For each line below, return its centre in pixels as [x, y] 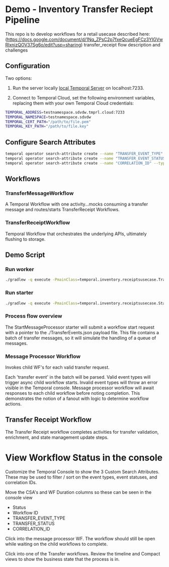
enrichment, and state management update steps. [57, 437]
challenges [17, 50]
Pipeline [23, 20]
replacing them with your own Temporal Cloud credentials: [73, 103]
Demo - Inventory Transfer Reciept [79, 9]
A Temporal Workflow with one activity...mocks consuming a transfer [77, 204]
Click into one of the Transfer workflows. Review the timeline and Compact [83, 553]
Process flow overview [34, 316]
